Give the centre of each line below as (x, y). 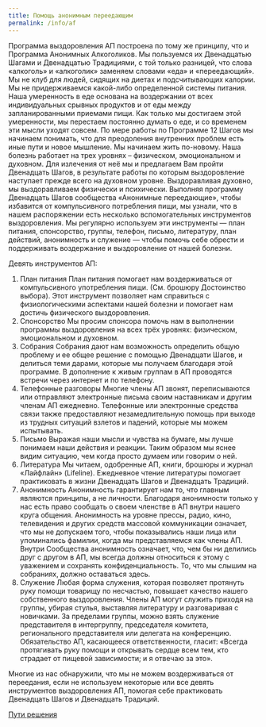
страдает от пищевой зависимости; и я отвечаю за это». (116, 658)
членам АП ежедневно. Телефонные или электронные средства (129, 405)
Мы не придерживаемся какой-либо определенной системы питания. (128, 87)
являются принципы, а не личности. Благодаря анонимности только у (139, 498)
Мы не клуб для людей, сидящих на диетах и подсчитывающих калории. (132, 79)
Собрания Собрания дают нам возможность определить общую (129, 346)
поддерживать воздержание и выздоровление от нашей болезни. (120, 248)
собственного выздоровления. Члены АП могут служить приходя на (137, 599)
